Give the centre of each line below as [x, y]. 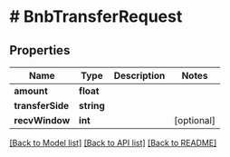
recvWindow [42, 120]
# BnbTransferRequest [96, 17]
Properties [40, 50]
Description [139, 76]
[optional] [194, 120]
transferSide [42, 106]
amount [31, 91]
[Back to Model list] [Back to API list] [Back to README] [113, 143]
